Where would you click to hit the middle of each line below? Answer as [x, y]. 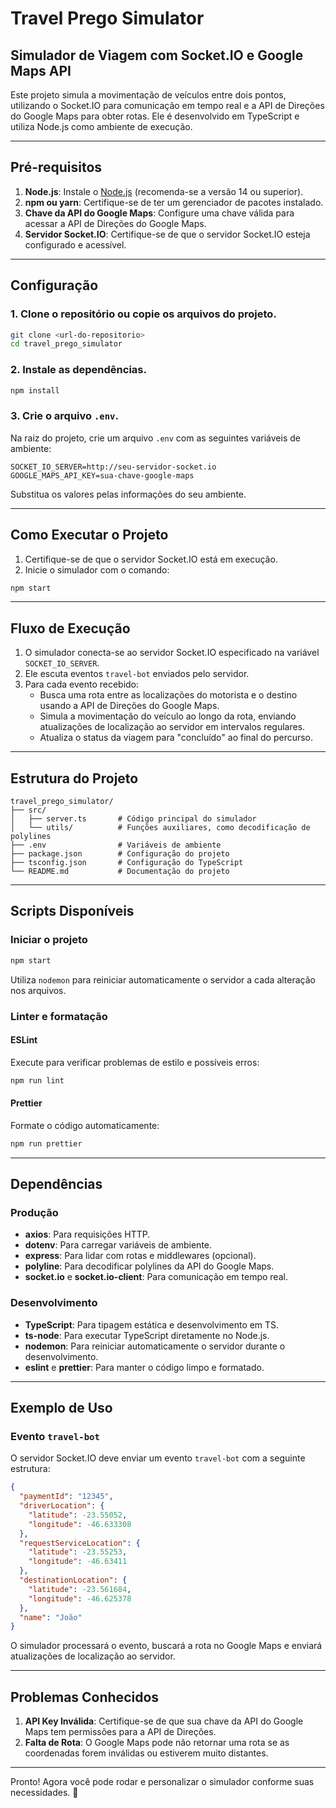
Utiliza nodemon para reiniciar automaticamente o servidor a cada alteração [163, 979]
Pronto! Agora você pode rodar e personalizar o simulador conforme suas [162, 1782]
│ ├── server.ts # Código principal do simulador [133, 819]
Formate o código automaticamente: [85, 1125]
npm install [35, 390]
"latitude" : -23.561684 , [80, 1589]
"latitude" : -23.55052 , [78, 1515]
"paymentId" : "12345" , [66, 1497]
